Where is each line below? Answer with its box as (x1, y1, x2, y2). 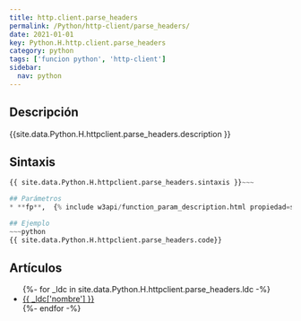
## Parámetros (9, 195, 63, 204)
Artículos (9, 261, 63, 276)
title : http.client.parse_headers (9, 13, 139, 22)
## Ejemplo (9, 219, 50, 228)
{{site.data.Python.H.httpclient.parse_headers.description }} (9, 128, 231, 139)
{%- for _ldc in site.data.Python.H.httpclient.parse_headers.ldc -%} (21, 284, 271, 295)
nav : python (17, 72, 63, 81)
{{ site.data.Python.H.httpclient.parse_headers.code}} (9, 235, 222, 245)
